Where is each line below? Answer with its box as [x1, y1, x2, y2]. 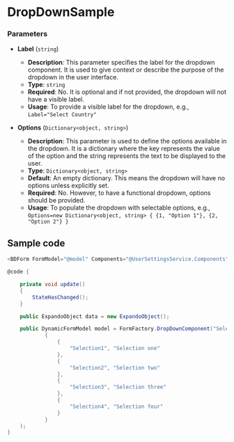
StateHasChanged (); [32, 294, 89, 301]
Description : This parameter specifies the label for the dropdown [27, 58, 215, 67]
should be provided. [27, 196, 86, 205]
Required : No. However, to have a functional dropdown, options [27, 189, 211, 197]
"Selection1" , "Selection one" [69, 345, 160, 352]
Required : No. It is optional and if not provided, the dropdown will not [27, 88, 227, 96]
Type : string [27, 81, 65, 89]
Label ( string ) [17, 45, 59, 53]
